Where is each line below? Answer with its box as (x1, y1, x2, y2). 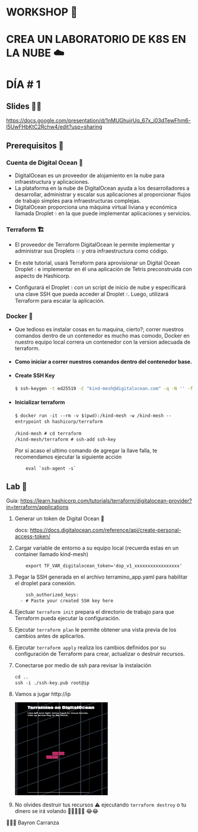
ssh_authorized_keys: (25, 592, 79, 598)
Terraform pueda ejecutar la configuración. (14, 615, 120, 622)
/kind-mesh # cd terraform (14, 431, 82, 437)
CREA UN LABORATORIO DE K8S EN (6, 33, 187, 46)
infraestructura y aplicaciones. (14, 178, 90, 186)
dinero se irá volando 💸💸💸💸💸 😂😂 (14, 808, 99, 815)
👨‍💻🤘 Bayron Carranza (6, 819, 59, 826)
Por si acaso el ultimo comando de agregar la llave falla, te (14, 447, 158, 454)
